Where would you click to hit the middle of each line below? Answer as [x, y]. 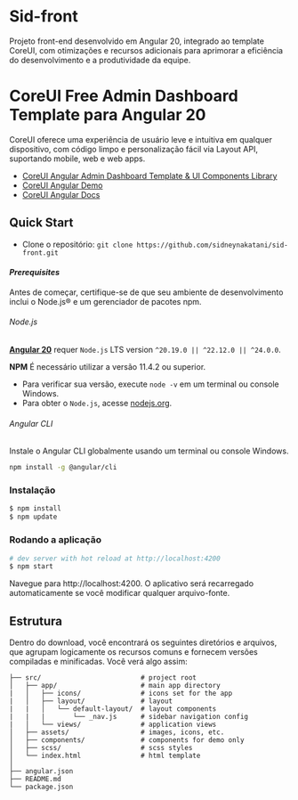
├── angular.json [41, 771]
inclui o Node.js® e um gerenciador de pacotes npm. [105, 301]
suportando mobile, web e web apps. [77, 159]
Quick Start [41, 223]
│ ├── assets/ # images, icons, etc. [117, 732]
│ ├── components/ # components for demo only [127, 740]
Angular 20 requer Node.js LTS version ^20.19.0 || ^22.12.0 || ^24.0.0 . [145, 350]
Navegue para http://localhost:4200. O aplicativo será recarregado [132, 584]
